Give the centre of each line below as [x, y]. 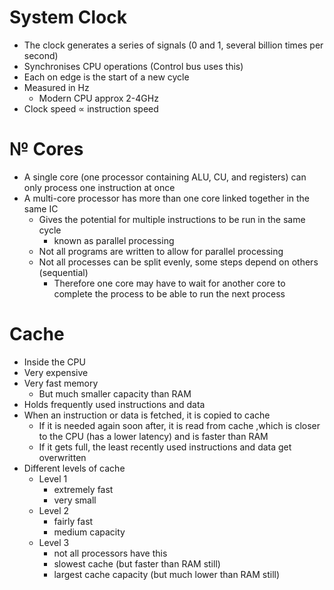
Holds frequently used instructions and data [114, 404]
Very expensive [56, 372]
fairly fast [73, 521]
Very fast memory [61, 383]
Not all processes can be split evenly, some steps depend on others [178, 262]
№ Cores [46, 149]
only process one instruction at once [99, 187]
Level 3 [54, 542]
